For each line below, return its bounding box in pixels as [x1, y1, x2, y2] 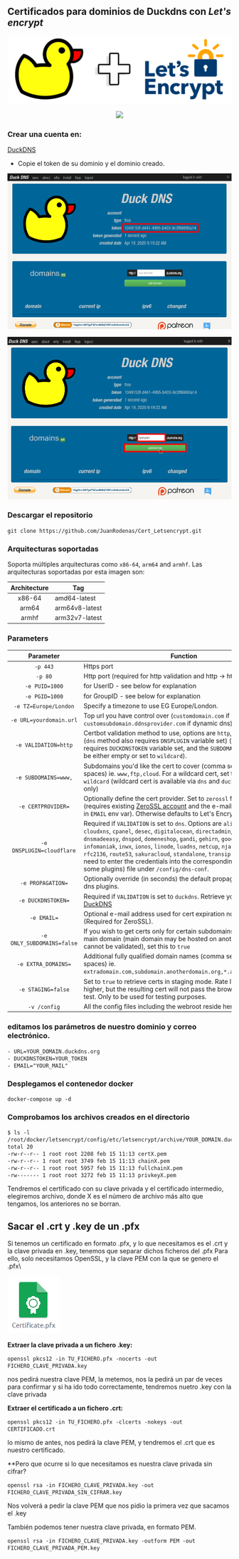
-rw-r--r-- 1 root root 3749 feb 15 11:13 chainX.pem [7, 1158, 171, 1165]
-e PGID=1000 [24, 693, 64, 700]
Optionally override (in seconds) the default [83, 874, 211, 883]
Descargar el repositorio [7, 510, 93, 520]
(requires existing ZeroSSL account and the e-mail [83, 802, 233, 810]
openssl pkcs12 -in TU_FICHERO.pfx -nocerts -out [7, 1355, 158, 1363]
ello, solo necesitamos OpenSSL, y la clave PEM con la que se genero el [7, 1254, 219, 1263]
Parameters [7, 633, 48, 643]
